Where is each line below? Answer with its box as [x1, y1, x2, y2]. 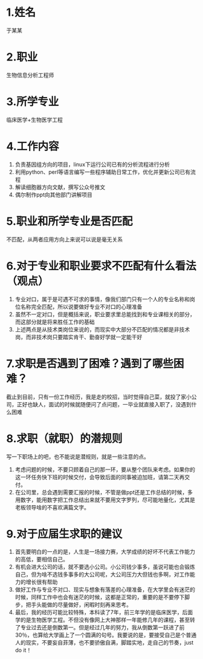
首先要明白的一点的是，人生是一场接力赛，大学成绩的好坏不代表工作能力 [14, 548, 195, 555]
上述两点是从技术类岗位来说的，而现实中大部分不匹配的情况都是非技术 [14, 325, 190, 333]
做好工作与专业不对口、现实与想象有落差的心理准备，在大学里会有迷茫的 [14, 586, 195, 594]
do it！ [14, 646, 32, 654]
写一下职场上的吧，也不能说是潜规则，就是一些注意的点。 [6, 452, 149, 460]
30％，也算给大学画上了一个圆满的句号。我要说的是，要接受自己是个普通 [14, 631, 197, 639]
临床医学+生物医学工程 [6, 116, 63, 123]
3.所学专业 [6, 95, 59, 109]
